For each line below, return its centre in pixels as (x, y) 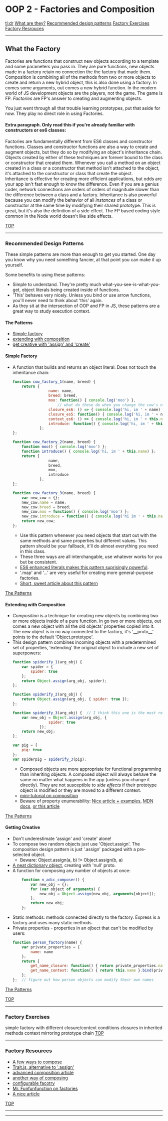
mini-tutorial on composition (49, 795)
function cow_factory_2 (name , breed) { (54, 442)
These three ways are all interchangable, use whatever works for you (91, 556)
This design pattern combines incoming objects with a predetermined (84, 642)
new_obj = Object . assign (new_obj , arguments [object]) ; (98, 894)
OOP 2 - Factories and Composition (80, 9)
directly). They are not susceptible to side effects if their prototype (88, 785)
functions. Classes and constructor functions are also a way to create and (81, 147)
